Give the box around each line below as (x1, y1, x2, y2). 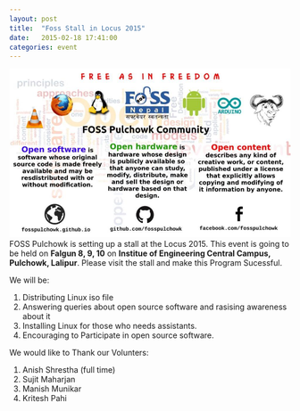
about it (21, 310, 51, 321)
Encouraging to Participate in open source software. (21, 330, 214, 341)
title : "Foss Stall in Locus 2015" (9, 23, 146, 33)
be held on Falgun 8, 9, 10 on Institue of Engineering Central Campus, (9, 248, 271, 259)
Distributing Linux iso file (21, 292, 114, 302)
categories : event (9, 43, 78, 52)
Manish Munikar (21, 383, 82, 394)
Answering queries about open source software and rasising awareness (21, 301, 287, 312)
